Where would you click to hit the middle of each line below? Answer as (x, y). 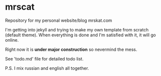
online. (12, 40)
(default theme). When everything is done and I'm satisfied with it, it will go (80, 35)
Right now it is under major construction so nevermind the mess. (71, 49)
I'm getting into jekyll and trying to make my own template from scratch (77, 30)
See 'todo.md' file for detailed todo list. (44, 59)
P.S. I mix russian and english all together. (47, 68)
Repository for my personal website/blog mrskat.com (59, 20)
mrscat (20, 7)
